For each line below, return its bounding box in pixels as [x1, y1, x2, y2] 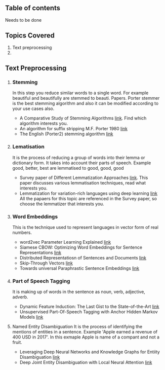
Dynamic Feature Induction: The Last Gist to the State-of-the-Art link [19, 303, 160, 310]
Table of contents [5, 4, 60, 12]
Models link [19, 314, 43, 320]
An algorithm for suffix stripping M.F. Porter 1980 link [19, 126, 128, 132]
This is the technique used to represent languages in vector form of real [12, 224, 159, 230]
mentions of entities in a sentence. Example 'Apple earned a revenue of [12, 329, 158, 335]
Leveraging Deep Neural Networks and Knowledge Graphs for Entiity [19, 349, 160, 355]
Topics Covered [5, 32, 55, 40]
